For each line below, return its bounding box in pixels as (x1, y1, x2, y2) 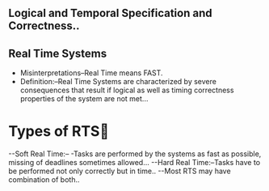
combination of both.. (8, 175, 80, 185)
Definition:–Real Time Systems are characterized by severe (19, 77, 216, 87)
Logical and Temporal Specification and (8, 6, 212, 20)
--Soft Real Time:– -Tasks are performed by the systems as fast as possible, (8, 149, 262, 159)
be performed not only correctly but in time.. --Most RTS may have (8, 166, 232, 176)
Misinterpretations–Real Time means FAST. (19, 68, 163, 78)
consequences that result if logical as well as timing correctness (19, 85, 234, 95)
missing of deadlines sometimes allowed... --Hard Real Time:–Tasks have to (8, 158, 261, 168)
